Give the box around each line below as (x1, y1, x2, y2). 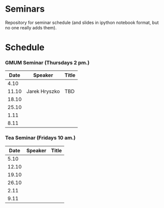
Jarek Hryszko (26, 88, 60, 95)
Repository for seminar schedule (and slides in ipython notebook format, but (5, 20, 159, 25)
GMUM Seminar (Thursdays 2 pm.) (5, 60, 90, 66)
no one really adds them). (5, 24, 57, 30)
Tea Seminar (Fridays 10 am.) (5, 134, 76, 141)
